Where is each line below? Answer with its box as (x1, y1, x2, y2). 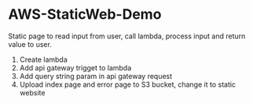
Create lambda (19, 55, 68, 64)
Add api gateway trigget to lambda (19, 63, 132, 72)
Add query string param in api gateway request (19, 71, 173, 81)
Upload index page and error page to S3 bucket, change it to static (19, 80, 236, 89)
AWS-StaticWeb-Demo (8, 5, 162, 23)
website (19, 88, 46, 97)
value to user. (8, 39, 53, 48)
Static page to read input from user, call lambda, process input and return (8, 31, 246, 41)
